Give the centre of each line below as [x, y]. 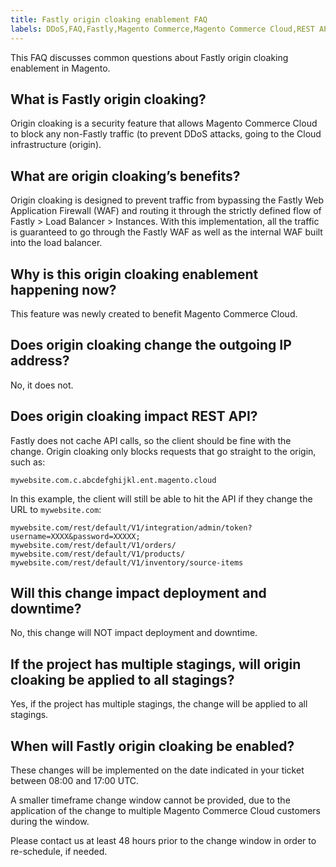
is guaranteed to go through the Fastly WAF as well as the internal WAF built [166, 232]
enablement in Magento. [60, 68]
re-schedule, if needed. [59, 851]
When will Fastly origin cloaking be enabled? [152, 746]
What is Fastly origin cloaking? [108, 99]
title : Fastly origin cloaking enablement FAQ [109, 19]
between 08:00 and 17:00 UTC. [75, 780]
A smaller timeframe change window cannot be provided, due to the [150, 800]
